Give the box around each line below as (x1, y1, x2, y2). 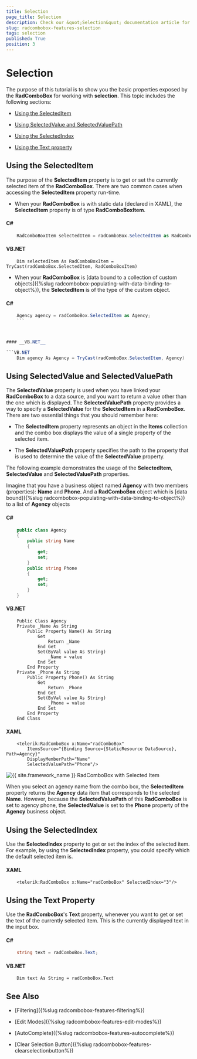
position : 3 (6, 42, 35, 47)
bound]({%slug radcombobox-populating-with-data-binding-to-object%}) (6, 495, 185, 502)
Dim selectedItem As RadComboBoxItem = (16, 258, 114, 264)
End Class (16, 716, 41, 721)
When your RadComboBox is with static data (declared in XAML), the (14, 200, 182, 207)
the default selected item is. (6, 853, 73, 860)
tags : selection (6, 30, 46, 36)
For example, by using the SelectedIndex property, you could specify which (6, 847, 190, 854)
